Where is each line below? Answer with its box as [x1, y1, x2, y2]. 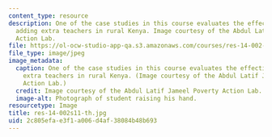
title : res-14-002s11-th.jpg [8, 110, 107, 118]
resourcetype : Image [8, 102, 79, 110]
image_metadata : [8, 57, 63, 65]
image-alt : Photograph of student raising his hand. [15, 94, 198, 102]
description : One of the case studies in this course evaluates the [8, 19, 244, 27]
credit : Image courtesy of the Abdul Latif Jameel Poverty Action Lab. [15, 86, 263, 95]
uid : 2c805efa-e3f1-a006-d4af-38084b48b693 [8, 117, 158, 125]
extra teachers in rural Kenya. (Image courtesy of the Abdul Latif [23, 72, 259, 80]
